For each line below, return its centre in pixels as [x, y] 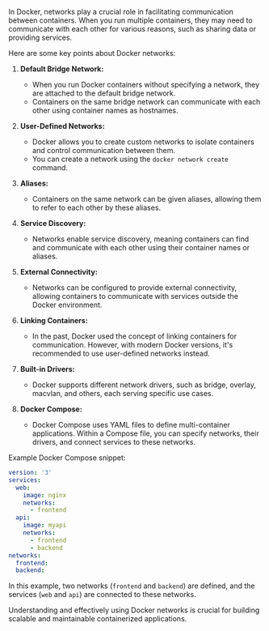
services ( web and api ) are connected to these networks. [102, 595]
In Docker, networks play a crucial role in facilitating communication [121, 12]
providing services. [40, 37]
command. [50, 168]
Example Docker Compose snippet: [67, 458]
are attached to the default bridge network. [104, 93]
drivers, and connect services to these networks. [114, 442]
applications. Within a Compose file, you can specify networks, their [146, 433]
